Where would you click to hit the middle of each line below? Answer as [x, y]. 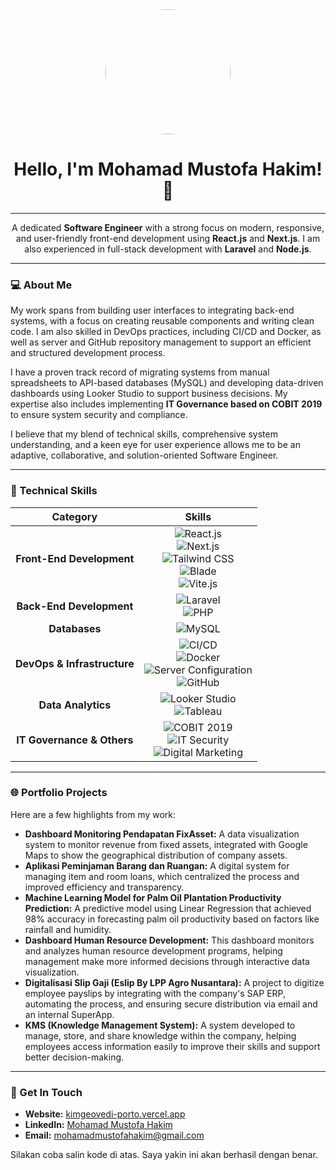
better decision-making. [74, 1057]
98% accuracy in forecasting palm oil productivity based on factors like [172, 919]
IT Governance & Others [75, 740]
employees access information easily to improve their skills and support [172, 1046]
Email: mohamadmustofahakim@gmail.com [114, 1135]
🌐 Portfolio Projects [59, 793]
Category [74, 516]
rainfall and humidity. [68, 929]
